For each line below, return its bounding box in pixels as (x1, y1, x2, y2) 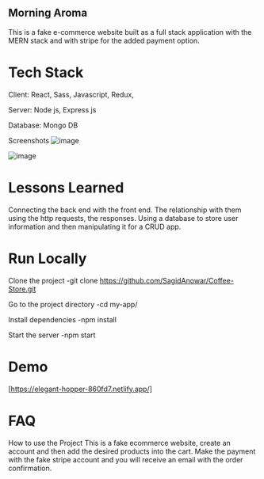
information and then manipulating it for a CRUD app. (8, 222, 182, 231)
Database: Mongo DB (8, 120, 78, 130)
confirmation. (8, 463, 52, 473)
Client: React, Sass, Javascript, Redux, (8, 89, 135, 99)
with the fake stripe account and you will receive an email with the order (8, 454, 243, 464)
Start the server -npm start (8, 330, 96, 340)
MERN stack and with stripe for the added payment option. (8, 36, 200, 45)
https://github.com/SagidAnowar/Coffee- (99, 276, 234, 285)
